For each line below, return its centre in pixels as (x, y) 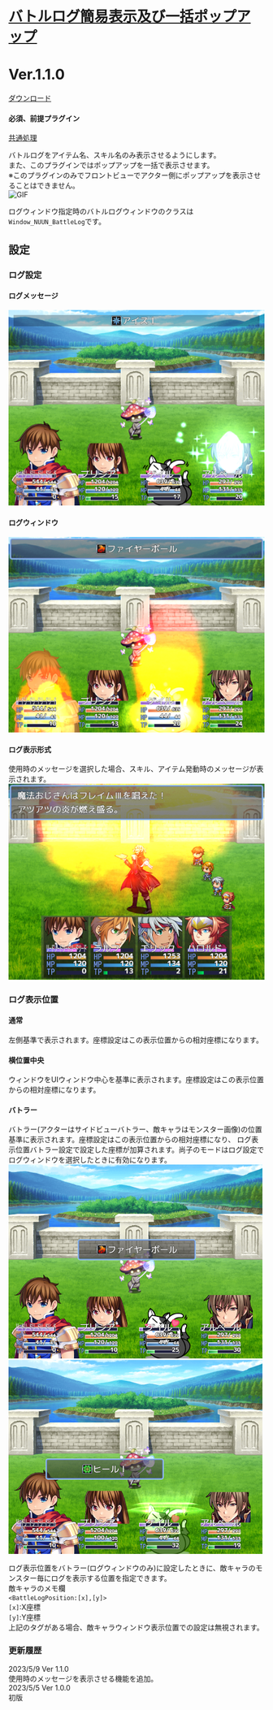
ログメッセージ (33, 296)
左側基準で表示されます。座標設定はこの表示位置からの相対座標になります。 (136, 1040)
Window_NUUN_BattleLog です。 (57, 222)
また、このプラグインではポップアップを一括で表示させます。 (111, 165)
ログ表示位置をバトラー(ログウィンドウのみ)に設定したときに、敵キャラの (132, 1568)
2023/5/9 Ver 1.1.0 (39, 1669)
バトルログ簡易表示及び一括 (101, 17)
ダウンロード (30, 98)
